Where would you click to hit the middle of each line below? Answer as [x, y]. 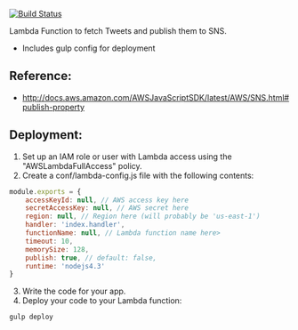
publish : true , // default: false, [91, 258]
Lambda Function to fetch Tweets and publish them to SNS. [118, 31]
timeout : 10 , [49, 241]
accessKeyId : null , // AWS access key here [107, 200]
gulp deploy [31, 317]
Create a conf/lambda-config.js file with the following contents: [138, 175]
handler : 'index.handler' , [75, 225]
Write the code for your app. [74, 291]
